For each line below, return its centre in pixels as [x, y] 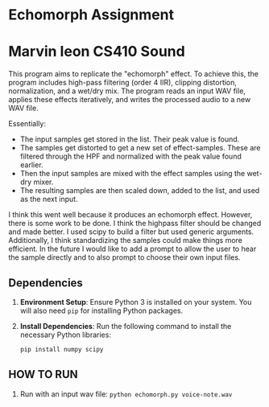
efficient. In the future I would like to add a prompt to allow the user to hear [132, 249]
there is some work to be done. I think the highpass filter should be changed [135, 224]
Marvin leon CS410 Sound [97, 52]
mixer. [43, 182]
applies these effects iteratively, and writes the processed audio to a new [130, 100]
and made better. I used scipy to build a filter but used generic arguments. [131, 232]
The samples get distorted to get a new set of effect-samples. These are [140, 148]
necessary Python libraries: [65, 335]
